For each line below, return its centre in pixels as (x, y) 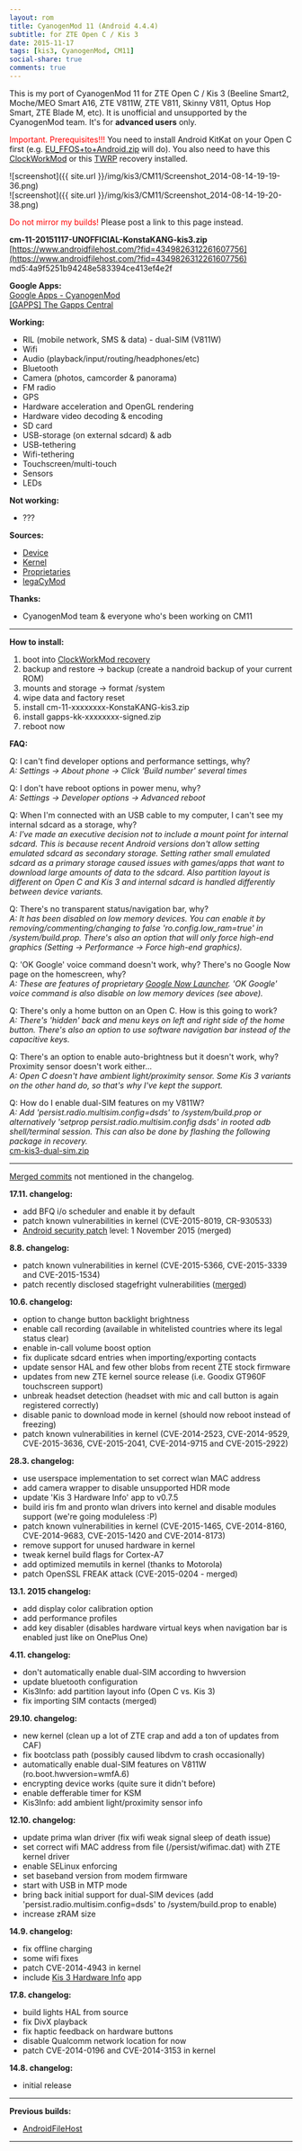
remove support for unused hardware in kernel (109, 1545)
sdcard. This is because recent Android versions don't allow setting (135, 843)
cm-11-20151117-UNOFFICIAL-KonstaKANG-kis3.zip (109, 239)
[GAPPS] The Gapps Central (62, 304)
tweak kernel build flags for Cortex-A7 (93, 1554)
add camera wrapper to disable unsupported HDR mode (126, 1487)
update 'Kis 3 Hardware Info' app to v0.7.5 (100, 1497)
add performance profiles (70, 1618)
